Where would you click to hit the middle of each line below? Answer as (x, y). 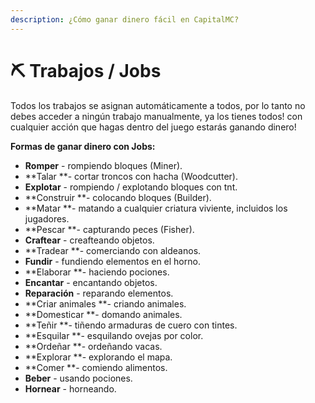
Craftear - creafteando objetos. (89, 240)
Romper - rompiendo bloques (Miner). (103, 165)
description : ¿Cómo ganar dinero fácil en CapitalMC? (125, 19)
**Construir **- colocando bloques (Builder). (118, 197)
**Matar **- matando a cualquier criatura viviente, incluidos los (156, 208)
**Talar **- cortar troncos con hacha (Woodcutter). (131, 176)
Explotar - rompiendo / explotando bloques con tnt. (131, 187)
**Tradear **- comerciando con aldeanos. (113, 250)
